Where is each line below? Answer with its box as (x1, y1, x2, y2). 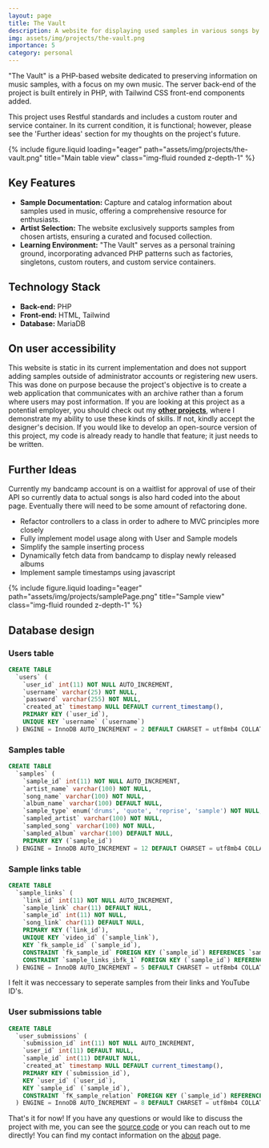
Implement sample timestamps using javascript (19, 568, 176, 578)
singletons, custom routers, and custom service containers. (19, 257, 216, 267)
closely (19, 526, 44, 535)
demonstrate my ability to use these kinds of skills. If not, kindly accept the (8, 414, 255, 424)
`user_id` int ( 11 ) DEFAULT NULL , (22, 1047, 134, 1055)
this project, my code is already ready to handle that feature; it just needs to (8, 431, 259, 441)
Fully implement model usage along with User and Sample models (19, 534, 238, 543)
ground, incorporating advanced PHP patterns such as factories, (19, 248, 234, 258)
